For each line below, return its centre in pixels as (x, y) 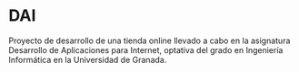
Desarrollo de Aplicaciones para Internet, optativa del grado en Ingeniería (146, 49)
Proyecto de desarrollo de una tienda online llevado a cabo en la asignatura (149, 40)
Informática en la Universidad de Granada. (88, 59)
